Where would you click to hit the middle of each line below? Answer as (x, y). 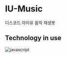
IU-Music (24, 9)
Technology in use (33, 38)
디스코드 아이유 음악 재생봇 (30, 23)
